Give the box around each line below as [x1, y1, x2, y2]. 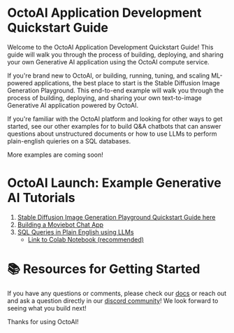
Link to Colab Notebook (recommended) [27, 235, 145, 243]
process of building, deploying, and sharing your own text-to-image [7, 93, 203, 102]
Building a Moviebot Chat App [17, 220, 103, 229]
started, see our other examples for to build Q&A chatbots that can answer [7, 122, 221, 130]
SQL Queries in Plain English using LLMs [17, 227, 134, 236]
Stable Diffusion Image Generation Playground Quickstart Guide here [17, 213, 216, 221]
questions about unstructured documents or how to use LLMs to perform [7, 129, 218, 138]
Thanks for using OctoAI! [7, 317, 79, 326]
